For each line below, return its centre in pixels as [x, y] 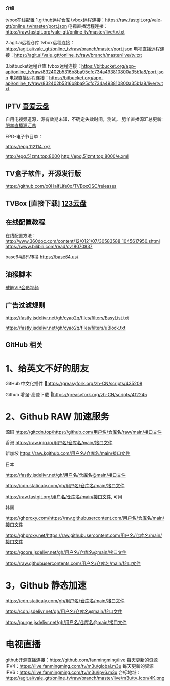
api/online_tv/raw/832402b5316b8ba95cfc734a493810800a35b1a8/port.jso [84, 72]
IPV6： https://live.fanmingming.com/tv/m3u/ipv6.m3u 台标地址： [73, 672]
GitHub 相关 [24, 345]
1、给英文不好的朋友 [47, 369]
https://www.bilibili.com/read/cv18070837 [49, 247]
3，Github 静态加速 [46, 586]
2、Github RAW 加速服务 [57, 417]
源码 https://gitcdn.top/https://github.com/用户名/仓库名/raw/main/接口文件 [83, 432]
